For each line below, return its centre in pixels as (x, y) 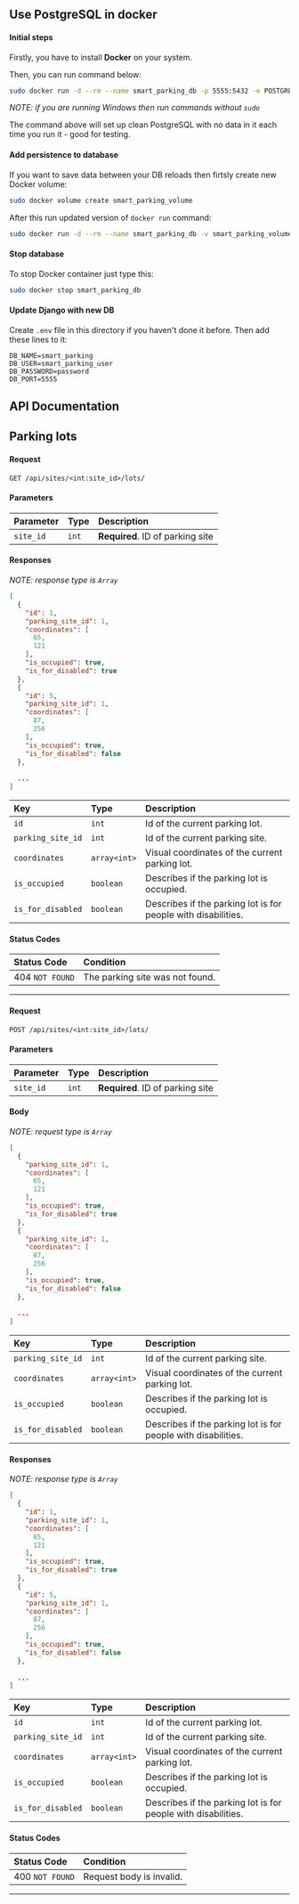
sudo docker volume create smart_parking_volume (101, 200)
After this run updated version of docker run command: (110, 217)
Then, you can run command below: (76, 74)
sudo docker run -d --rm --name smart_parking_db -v (109, 234)
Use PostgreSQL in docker (83, 15)
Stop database (37, 254)
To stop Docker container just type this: (81, 273)
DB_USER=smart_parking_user (61, 363)
